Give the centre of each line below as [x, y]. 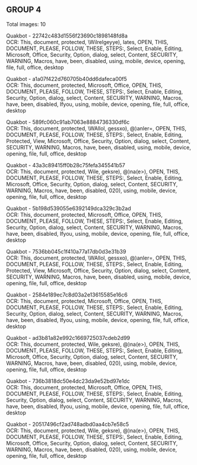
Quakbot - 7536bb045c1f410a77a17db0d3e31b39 [66, 251]
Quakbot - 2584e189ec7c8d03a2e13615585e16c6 [67, 295]
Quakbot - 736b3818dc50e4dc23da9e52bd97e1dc [68, 381]
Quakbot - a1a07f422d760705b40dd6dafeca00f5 [67, 79]
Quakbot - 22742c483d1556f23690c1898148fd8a [67, 36]
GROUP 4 [24, 10]
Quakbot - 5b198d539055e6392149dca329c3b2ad [69, 208]
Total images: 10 [26, 24]
